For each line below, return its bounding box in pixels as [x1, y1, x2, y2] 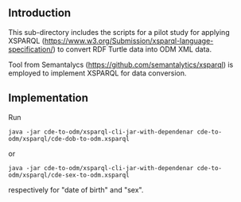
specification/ [8, 44, 53, 54]
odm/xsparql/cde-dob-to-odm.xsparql [8, 134, 130, 142]
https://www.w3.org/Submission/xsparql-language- [44, 36, 214, 45]
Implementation [8, 91, 89, 105]
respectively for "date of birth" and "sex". [8, 185, 144, 194]
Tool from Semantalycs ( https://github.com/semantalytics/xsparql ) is [8, 60, 234, 69]
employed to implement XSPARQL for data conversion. [8, 68, 187, 78]
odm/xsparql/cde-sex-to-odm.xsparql [8, 171, 130, 179]
